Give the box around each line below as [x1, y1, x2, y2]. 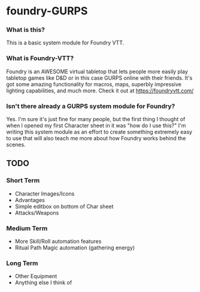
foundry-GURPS [6, 4, 88, 18]
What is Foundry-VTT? [6, 54, 74, 62]
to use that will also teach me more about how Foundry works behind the [6, 135, 186, 142]
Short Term [6, 176, 40, 185]
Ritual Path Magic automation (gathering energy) [14, 244, 135, 251]
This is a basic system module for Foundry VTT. [6, 39, 125, 46]
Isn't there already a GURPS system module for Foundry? [6, 102, 175, 110]
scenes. [6, 141, 26, 148]
